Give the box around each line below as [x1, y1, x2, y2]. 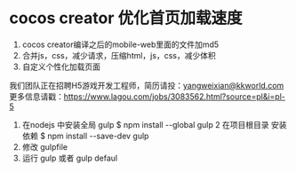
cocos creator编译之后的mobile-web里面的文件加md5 [21, 39, 220, 50]
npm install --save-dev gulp [47, 130, 149, 141]
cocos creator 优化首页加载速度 [9, 8, 243, 28]
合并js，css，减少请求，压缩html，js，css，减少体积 [21, 50, 216, 60]
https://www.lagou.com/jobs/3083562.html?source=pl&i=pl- [63, 90, 286, 102]
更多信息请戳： [9, 90, 64, 102]
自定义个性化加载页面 [21, 61, 100, 72]
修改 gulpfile [21, 141, 68, 152]
